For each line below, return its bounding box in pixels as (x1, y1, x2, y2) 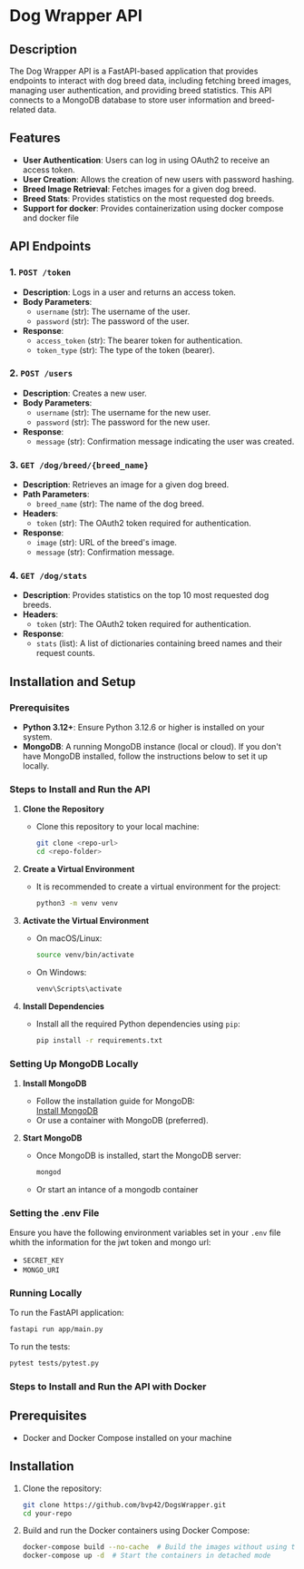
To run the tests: (9, 1341, 71, 1352)
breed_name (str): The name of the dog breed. (35, 498, 204, 509)
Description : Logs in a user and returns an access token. (22, 287, 236, 298)
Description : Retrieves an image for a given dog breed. (22, 479, 230, 490)
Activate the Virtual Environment (22, 916, 150, 926)
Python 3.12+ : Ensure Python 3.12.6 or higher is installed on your (22, 722, 265, 733)
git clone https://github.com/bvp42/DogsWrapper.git (22, 1500, 227, 1509)
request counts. (35, 648, 95, 659)
